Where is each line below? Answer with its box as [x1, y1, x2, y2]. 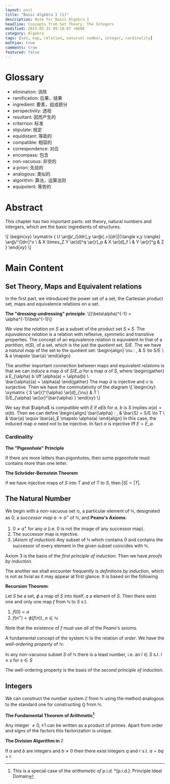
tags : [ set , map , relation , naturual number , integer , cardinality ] [5, 36, 153, 41]
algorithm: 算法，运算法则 [12, 178, 66, 184]
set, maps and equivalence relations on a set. [5, 301, 100, 307]
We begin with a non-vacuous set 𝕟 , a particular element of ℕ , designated [5, 508, 160, 514]
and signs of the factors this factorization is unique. [5, 727, 113, 733]
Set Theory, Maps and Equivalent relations [5, 282, 142, 291]
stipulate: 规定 [12, 127, 42, 133]
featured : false [5, 50, 39, 55]
